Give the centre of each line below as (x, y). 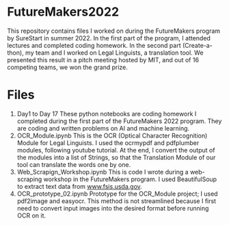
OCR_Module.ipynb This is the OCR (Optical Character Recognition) (112, 135)
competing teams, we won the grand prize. (68, 67)
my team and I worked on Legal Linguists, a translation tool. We (114, 53)
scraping (29, 179)
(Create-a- (198, 45)
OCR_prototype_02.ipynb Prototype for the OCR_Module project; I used (117, 194)
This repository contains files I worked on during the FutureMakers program (114, 31)
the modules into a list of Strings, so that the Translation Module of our (116, 157)
